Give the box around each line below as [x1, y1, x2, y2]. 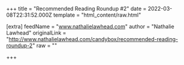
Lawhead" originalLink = [6, 29, 67, 36]
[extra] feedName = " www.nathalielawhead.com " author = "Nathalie [6, 23, 175, 30]
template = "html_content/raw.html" [53, 11, 141, 18]
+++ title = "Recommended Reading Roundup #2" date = [6, 5, 147, 12]
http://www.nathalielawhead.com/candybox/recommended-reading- [8, 36, 179, 42]
